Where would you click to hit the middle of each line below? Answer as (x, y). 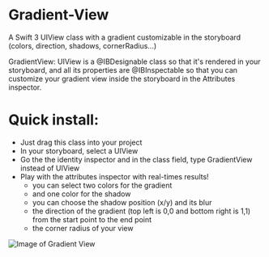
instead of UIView (50, 168)
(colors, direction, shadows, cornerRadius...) (83, 45)
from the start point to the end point (92, 219)
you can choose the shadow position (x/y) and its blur (122, 202)
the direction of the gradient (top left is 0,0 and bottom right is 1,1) (141, 211)
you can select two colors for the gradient (102, 185)
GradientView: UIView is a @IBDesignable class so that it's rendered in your (134, 61)
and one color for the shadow (81, 194)
